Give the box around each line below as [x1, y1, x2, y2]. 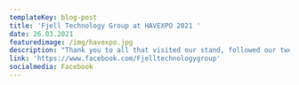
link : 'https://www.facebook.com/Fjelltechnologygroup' [9, 54, 221, 63]
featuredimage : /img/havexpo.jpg [9, 37, 133, 47]
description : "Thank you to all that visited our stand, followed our [9, 46, 277, 55]
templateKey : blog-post [9, 12, 98, 22]
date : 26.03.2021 [9, 29, 74, 38]
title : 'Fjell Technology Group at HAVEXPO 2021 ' [9, 21, 201, 30]
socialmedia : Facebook [9, 63, 93, 72]
